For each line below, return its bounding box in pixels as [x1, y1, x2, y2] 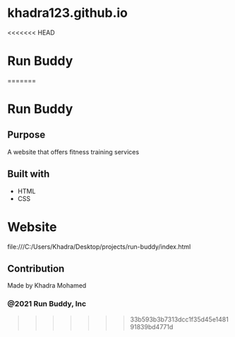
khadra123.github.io [7, 5, 128, 21]
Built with [7, 168, 50, 180]
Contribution [7, 263, 65, 275]
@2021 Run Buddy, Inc [7, 299, 87, 309]
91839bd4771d [130, 322, 174, 331]
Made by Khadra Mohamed [7, 281, 87, 290]
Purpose [7, 129, 46, 141]
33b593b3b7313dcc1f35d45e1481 [130, 315, 229, 324]
